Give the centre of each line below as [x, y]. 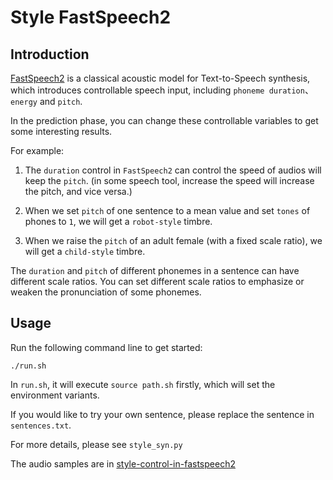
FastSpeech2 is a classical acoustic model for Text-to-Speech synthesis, [160, 78]
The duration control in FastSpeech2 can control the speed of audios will [173, 170]
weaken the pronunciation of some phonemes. [106, 292]
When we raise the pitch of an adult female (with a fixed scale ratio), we [173, 240]
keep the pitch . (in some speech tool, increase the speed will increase [169, 180]
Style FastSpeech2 [91, 17]
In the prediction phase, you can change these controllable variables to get [164, 120]
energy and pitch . [46, 101]
